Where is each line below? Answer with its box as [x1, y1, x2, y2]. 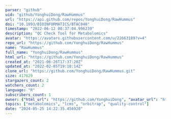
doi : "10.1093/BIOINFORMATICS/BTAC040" [5, 21, 90, 27]
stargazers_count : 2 [5, 78, 49, 83]
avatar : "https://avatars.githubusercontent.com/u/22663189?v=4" [5, 36, 147, 41]
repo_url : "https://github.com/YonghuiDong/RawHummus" [5, 41, 124, 46]
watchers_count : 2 [5, 83, 44, 88]
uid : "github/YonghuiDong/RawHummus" [5, 12, 85, 17]
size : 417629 [5, 73, 33, 78]
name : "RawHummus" [5, 45, 44, 50]
